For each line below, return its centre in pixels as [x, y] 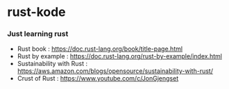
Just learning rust [38, 34]
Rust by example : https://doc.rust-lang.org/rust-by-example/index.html [119, 56]
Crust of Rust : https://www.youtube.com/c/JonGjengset [98, 79]
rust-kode [36, 12]
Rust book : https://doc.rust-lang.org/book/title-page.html [100, 49]
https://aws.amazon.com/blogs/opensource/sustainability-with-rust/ [115, 71]
